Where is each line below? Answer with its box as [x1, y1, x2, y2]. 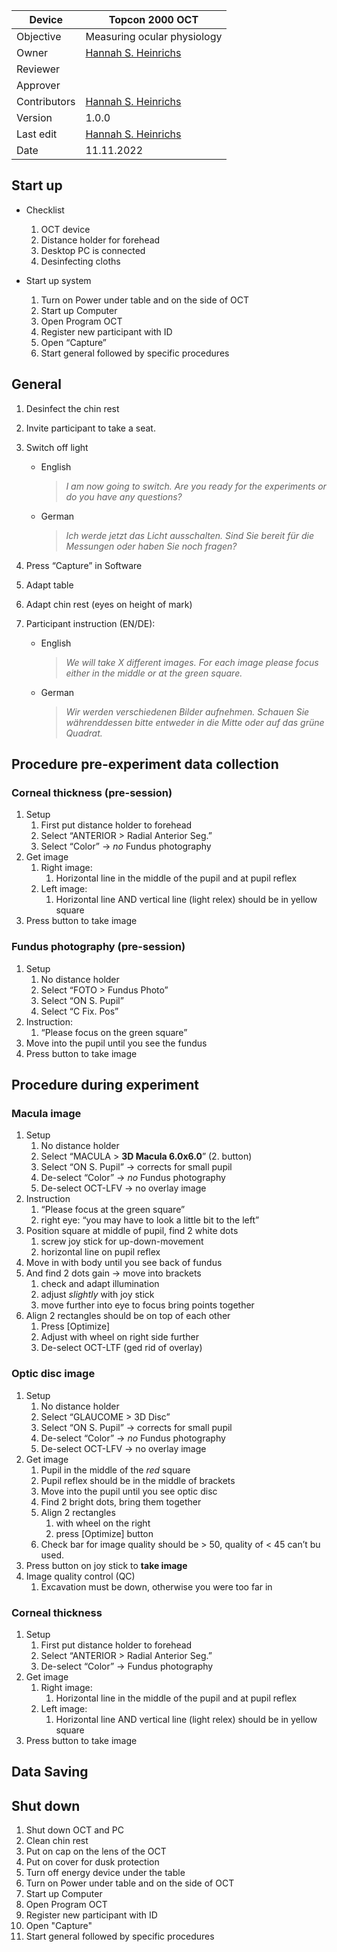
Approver [16, 79, 61, 92]
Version [16, 111, 53, 124]
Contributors [16, 95, 76, 108]
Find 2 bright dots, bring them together [40, 1495, 202, 1508]
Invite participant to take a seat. [25, 422, 156, 434]
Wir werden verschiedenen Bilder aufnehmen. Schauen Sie [65, 705, 310, 718]
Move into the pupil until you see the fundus [25, 1037, 208, 1049]
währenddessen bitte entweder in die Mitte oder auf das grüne [65, 716, 325, 728]
